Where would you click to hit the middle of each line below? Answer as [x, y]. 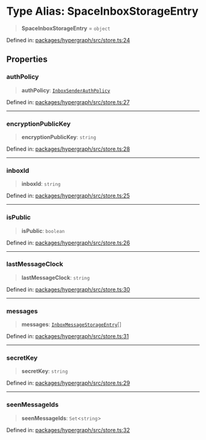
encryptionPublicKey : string [59, 137]
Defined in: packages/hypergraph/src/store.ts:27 [68, 102]
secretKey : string [45, 371]
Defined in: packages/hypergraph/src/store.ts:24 [68, 40]
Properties [27, 59]
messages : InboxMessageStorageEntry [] [71, 324]
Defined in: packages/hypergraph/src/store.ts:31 [68, 336]
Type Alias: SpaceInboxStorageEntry [102, 11]
